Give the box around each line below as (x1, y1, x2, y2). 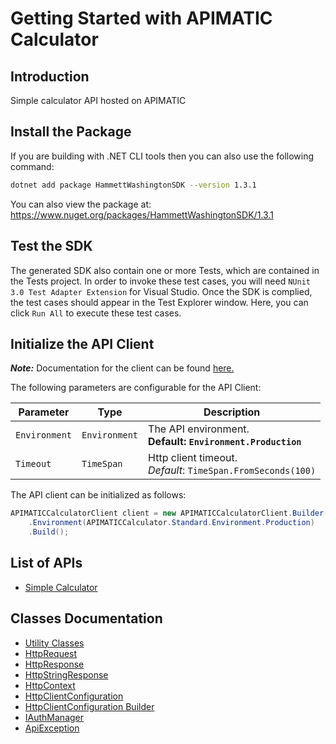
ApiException (24, 722, 80, 734)
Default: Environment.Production (148, 435, 302, 449)
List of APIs (10, 555, 83, 572)
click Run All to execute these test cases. (10, 307, 182, 319)
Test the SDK (10, 238, 93, 255)
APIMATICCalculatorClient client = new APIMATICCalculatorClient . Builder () (10, 508, 333, 519)
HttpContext (24, 679, 76, 691)
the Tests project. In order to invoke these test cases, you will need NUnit (10, 275, 311, 287)
